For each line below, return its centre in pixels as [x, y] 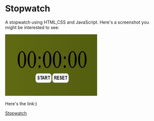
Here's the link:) [21, 103]
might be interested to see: [32, 27]
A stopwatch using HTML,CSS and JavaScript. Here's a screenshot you [77, 22]
